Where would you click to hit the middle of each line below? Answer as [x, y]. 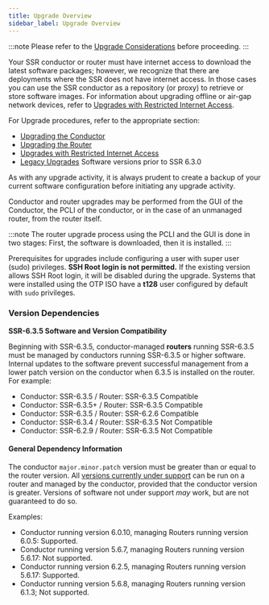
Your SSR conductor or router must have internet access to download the [130, 62]
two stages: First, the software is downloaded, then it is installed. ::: [120, 242]
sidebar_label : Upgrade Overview [64, 23]
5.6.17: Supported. [50, 575]
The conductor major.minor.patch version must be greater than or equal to [132, 467]
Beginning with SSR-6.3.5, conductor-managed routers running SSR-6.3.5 [131, 346]
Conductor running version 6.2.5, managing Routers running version [133, 566]
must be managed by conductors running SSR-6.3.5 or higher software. [127, 354]
